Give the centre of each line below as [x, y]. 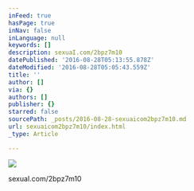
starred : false [33, 112]
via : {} [21, 90]
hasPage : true [32, 23]
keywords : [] [30, 45]
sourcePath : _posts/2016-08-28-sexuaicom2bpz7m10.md [97, 119]
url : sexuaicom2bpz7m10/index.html [67, 127]
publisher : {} [32, 104]
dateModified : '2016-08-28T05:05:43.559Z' [80, 68]
